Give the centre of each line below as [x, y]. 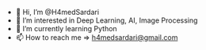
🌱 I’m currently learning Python [66, 29]
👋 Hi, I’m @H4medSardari [57, 12]
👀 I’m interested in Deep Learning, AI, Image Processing [107, 20]
